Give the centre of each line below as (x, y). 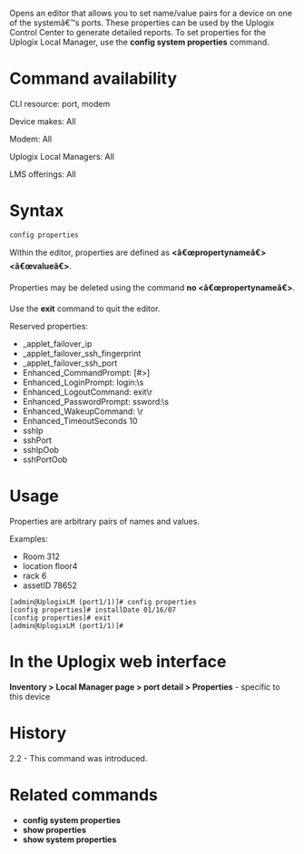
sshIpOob (40, 449)
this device (30, 696)
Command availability (93, 79)
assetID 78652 (49, 585)
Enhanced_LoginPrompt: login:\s (83, 382)
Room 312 (41, 556)
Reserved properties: (49, 326)
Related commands (84, 795)
